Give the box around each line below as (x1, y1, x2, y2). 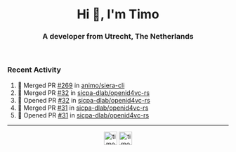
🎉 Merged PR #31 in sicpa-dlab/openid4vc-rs (17, 103, 149, 112)
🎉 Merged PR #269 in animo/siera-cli (17, 81, 125, 89)
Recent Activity (7, 65, 62, 75)
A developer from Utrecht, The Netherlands (42, 32, 194, 42)
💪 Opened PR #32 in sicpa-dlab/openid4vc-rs (17, 96, 151, 104)
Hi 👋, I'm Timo (77, 6, 159, 23)
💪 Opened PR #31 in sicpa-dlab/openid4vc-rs (17, 110, 150, 119)
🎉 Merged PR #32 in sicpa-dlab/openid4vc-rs (17, 88, 150, 97)
